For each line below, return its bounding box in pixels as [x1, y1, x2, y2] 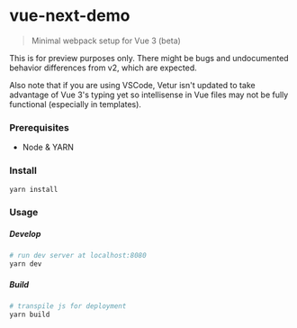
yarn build [9, 310, 50, 319]
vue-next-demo [9, 5, 130, 26]
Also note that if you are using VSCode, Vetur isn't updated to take [9, 79, 256, 90]
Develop [9, 228, 41, 239]
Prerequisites [9, 121, 69, 133]
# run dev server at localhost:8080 [9, 251, 147, 260]
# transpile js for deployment [9, 302, 127, 311]
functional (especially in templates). [9, 98, 142, 109]
